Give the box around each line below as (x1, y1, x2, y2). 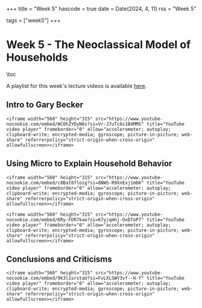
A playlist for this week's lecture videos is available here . (6, 82, 147, 89)
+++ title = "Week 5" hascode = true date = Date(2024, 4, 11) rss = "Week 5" (6, 5, 197, 12)
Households (6, 51, 68, 64)
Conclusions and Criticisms (6, 254, 113, 264)
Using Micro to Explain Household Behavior (6, 159, 172, 169)
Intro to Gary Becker (6, 99, 83, 110)
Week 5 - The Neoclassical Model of (6, 38, 191, 52)
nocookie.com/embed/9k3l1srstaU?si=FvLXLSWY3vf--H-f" (6, 275, 145, 281)
